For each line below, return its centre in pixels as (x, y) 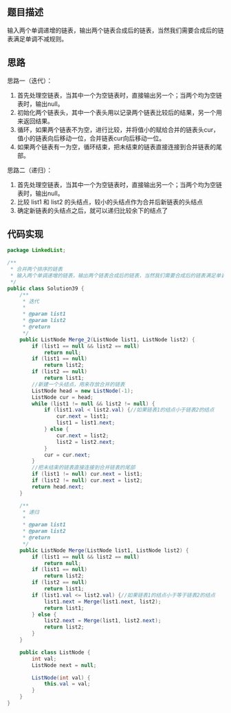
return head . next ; (58, 487)
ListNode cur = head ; (63, 397)
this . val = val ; (67, 684)
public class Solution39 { (46, 288)
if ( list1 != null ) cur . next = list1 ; (87, 474)
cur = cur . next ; (67, 455)
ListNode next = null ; (64, 665)
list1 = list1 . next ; (86, 423)
